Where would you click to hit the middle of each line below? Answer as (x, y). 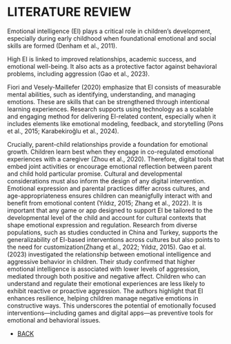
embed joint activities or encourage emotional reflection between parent (110, 166)
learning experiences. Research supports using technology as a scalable (110, 109)
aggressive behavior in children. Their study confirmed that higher (101, 261)
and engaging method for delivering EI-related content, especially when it (112, 116)
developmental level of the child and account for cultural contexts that (107, 217)
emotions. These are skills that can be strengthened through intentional (109, 101)
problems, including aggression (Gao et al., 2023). (79, 74)
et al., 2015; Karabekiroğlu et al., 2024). (63, 131)
